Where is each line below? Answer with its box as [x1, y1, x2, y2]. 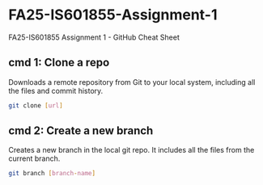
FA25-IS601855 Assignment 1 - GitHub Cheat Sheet [8, 32, 180, 42]
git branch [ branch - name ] [8, 170, 95, 178]
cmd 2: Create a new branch [8, 124, 154, 138]
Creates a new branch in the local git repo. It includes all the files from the [8, 145, 255, 155]
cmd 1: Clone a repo [8, 56, 110, 69]
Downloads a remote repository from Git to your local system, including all [8, 77, 256, 86]
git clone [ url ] [8, 101, 63, 110]
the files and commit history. [8, 86, 104, 95]
